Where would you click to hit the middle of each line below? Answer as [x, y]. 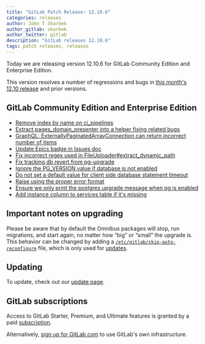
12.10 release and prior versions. [47, 88]
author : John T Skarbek [37, 23]
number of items [36, 142]
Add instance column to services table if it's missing [81, 194]
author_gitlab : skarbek [37, 29]
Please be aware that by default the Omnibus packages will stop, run [93, 228]
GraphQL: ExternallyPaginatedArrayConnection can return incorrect [101, 136]
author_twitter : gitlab [37, 35]
